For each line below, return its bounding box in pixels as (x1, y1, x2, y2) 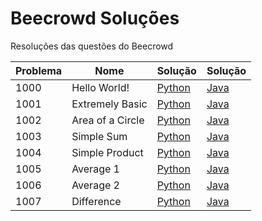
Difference (71, 194, 122, 208)
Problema (15, 63, 63, 77)
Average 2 (71, 178, 120, 192)
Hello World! (71, 80, 130, 94)
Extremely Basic (71, 97, 148, 111)
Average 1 (71, 162, 120, 176)
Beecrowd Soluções (10, 7, 180, 30)
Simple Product (71, 145, 144, 159)
